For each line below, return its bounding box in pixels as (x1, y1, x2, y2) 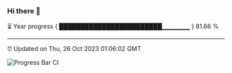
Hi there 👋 (7, 6, 41, 16)
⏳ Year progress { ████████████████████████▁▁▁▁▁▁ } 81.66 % (7, 22, 219, 30)
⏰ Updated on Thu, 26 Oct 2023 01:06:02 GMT (7, 45, 142, 53)
